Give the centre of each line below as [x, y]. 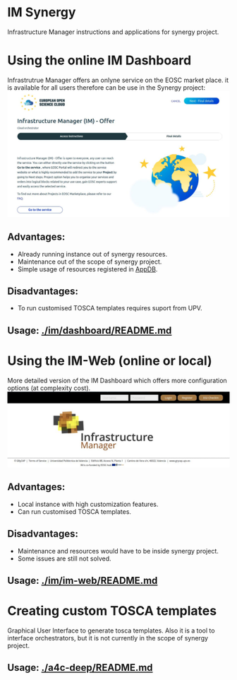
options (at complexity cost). [49, 388]
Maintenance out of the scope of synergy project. [90, 262]
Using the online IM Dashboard [99, 60]
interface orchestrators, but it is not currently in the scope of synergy [108, 638]
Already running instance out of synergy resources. [92, 254]
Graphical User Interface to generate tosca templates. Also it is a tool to [111, 631]
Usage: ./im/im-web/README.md [83, 581]
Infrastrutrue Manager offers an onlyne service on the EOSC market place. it [118, 80]
